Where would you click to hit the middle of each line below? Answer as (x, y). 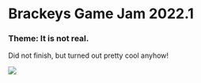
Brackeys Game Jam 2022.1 (101, 14)
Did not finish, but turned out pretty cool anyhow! (88, 55)
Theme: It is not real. (49, 39)
